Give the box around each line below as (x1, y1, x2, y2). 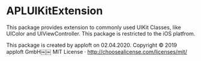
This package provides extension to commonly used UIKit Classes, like (6, 24, 181, 31)
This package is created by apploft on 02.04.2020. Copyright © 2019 (6, 41, 177, 49)
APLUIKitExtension (6, 4, 103, 18)
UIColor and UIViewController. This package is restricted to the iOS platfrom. (6, 30, 196, 37)
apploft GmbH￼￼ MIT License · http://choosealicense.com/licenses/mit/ (6, 48, 187, 55)
